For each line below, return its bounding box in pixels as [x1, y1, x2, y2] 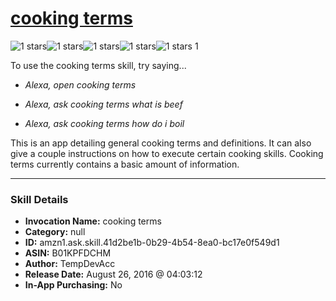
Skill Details [10, 192, 69, 206]
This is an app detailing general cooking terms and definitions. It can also [10, 137, 312, 149]
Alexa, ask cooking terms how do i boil [24, 117, 185, 129]
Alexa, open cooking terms [24, 78, 137, 91]
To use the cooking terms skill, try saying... [10, 59, 187, 71]
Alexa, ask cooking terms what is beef [24, 98, 183, 110]
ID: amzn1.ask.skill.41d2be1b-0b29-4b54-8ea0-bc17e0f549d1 [24, 237, 280, 249]
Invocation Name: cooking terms [24, 215, 162, 227]
